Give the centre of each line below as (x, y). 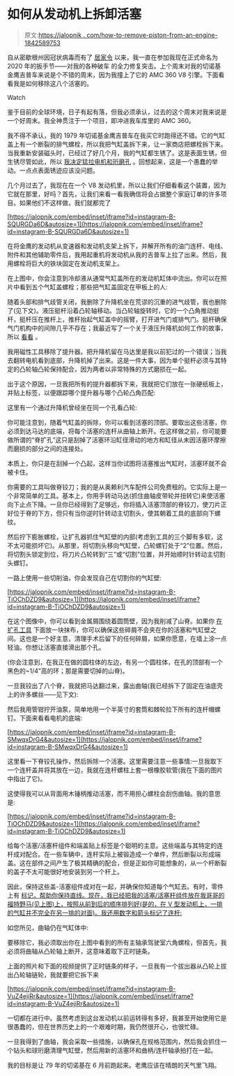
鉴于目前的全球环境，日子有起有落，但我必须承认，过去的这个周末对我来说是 (117, 112)
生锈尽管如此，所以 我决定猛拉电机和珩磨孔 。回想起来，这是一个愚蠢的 (110, 161)
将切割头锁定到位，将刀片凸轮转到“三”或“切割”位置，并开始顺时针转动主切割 (116, 554)
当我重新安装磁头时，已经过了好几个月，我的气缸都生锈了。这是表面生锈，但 (117, 153)
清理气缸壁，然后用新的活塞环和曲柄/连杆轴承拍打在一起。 (133, 1050)
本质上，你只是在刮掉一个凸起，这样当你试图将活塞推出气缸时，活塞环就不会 (117, 463)
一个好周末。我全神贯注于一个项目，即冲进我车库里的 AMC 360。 (101, 120)
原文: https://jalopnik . (55, 35)
